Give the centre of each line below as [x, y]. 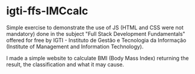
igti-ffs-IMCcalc [47, 11]
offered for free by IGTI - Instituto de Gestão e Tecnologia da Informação [96, 40]
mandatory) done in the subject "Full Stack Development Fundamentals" [96, 33]
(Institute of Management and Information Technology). [75, 47]
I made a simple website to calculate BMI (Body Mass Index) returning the [97, 58]
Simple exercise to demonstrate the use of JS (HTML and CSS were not [95, 27]
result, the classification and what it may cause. [65, 64]
